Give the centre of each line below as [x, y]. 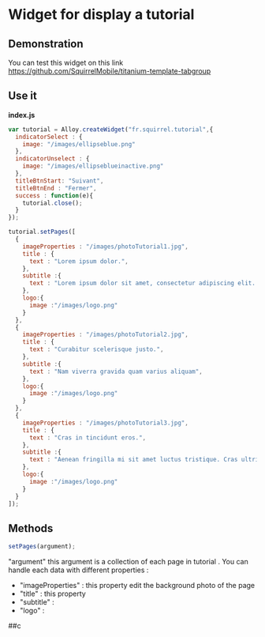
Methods [31, 528]
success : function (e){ [54, 195]
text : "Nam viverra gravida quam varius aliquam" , [116, 371]
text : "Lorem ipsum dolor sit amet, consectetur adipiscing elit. [142, 283]
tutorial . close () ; [52, 203]
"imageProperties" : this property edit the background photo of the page [137, 586]
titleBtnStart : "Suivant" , [60, 181]
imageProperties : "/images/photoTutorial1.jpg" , [106, 247]
